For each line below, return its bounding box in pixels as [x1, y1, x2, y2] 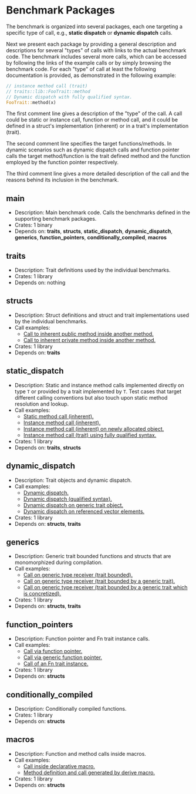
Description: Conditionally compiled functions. [14, 705, 127, 712]
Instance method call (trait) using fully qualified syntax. [23, 431, 157, 438]
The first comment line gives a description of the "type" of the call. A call [6, 110, 183, 117]
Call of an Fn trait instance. [23, 660, 89, 667]
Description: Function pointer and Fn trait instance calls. [14, 635, 150, 643]
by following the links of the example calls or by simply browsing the [6, 59, 171, 66]
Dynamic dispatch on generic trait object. [23, 501, 124, 508]
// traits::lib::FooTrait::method [6, 89, 91, 94]
